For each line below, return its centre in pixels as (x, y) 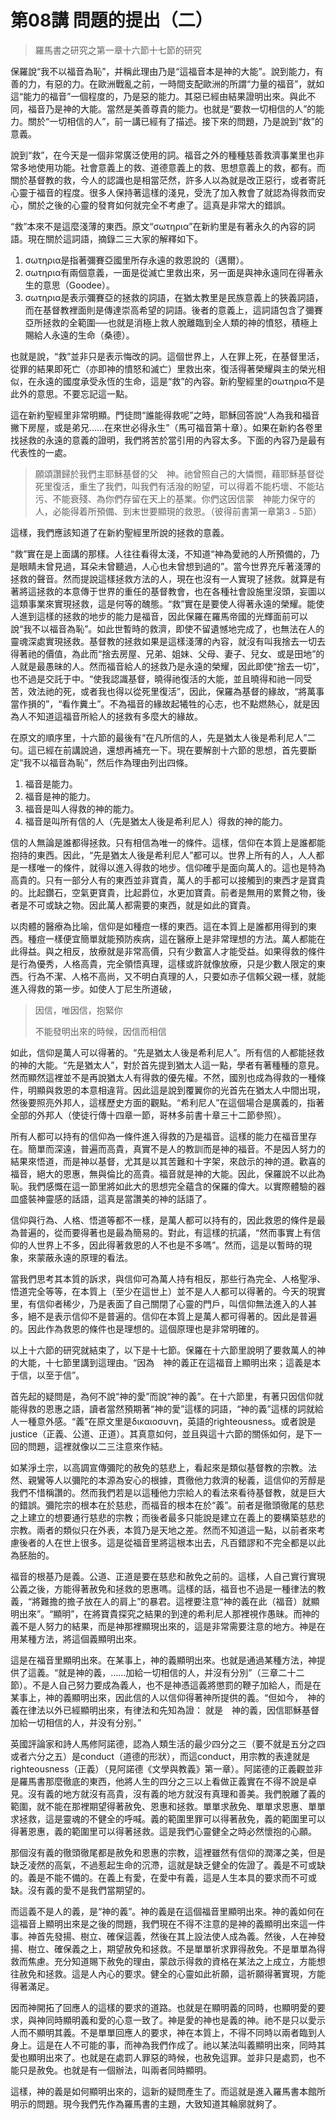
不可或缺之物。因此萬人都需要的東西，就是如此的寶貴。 (141, 905)
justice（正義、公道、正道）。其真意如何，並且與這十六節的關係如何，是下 (162, 1433)
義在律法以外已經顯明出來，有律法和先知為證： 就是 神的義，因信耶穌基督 (165, 1710)
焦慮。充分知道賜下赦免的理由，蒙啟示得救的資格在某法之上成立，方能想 (176, 1961)
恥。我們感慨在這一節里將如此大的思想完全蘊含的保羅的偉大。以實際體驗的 (163, 1186)
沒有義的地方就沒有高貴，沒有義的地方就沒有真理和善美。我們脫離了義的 (176, 1793)
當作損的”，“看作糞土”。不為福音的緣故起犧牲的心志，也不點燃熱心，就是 (161, 703)
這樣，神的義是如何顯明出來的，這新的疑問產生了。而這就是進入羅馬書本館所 (168, 2091)
